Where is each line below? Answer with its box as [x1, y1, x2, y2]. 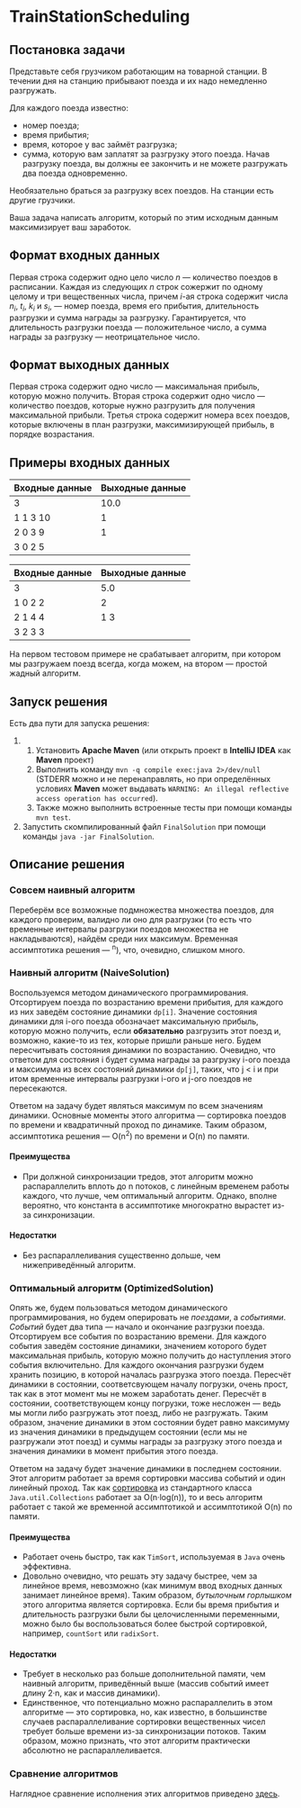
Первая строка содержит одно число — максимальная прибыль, [9, 381, 261, 392]
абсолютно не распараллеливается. [22, 1745, 163, 1756]
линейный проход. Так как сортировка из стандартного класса [9, 1482, 252, 1493]
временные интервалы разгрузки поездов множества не [9, 923, 229, 934]
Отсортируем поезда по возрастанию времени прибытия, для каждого [9, 996, 284, 1007]
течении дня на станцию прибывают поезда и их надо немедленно [9, 76, 268, 86]
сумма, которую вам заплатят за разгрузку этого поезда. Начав [22, 148, 270, 159]
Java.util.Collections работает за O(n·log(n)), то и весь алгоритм [9, 1492, 263, 1503]
